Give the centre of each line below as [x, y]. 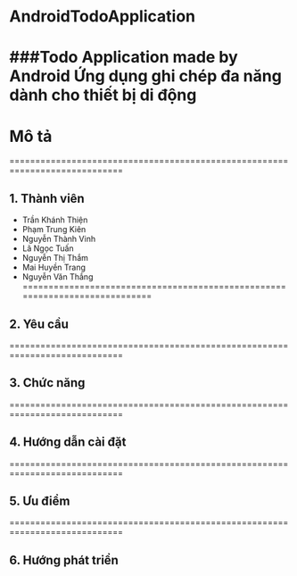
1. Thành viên [47, 198]
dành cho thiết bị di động [103, 95]
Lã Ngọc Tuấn [48, 248]
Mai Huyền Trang [54, 267]
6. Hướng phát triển [64, 560]
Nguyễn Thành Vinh [59, 239]
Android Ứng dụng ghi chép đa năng [146, 76]
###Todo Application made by [124, 58]
